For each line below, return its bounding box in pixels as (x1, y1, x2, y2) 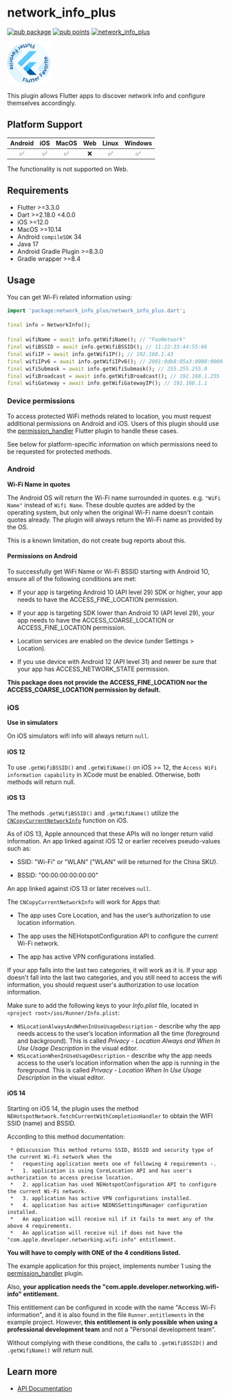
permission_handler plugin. (7, 1269, 84, 1278)
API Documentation (16, 1384, 72, 1392)
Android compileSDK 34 (16, 233, 82, 241)
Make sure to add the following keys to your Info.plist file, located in (7, 1001, 199, 1009)
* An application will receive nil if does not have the (10, 1229, 184, 1236)
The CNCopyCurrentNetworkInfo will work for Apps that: (7, 897, 162, 906)
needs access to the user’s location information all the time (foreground (16, 1029, 220, 1037)
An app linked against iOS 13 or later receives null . (7, 884, 151, 892)
